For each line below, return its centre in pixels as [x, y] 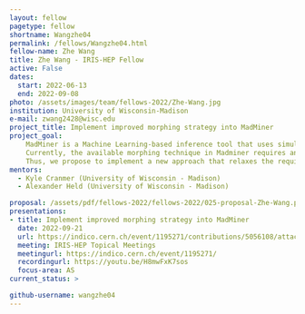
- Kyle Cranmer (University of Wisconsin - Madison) [119, 178]
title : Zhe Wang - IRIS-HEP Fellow [77, 60]
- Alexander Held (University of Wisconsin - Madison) [123, 187]
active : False [36, 69]
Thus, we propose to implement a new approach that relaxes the [150, 161]
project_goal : [36, 136]
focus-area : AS [46, 270]
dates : [22, 77]
